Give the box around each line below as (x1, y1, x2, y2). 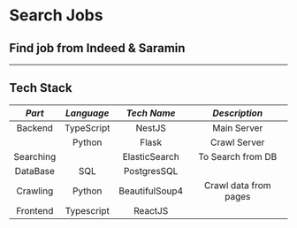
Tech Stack (9, 80, 72, 95)
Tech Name (126, 107, 176, 119)
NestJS (135, 121, 166, 133)
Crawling (16, 185, 54, 197)
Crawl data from (203, 179, 271, 191)
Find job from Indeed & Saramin (9, 41, 186, 56)
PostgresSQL (123, 164, 179, 177)
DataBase (14, 164, 56, 177)
